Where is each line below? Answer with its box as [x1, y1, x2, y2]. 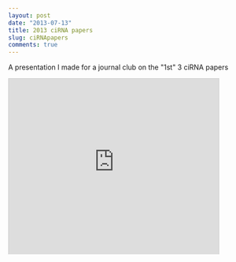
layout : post [8, 11, 51, 20]
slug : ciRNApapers [8, 33, 68, 42]
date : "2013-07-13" [8, 19, 72, 27]
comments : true [8, 41, 58, 49]
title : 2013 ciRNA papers [8, 26, 93, 34]
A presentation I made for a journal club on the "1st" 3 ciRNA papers [8, 62, 229, 72]
